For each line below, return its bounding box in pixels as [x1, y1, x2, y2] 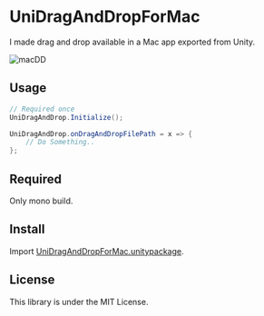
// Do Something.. [25, 138, 95, 147]
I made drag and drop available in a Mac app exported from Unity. [9, 36, 256, 47]
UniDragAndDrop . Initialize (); [9, 113, 124, 122]
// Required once [9, 104, 75, 114]
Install [9, 222, 45, 237]
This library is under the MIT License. [9, 296, 149, 307]
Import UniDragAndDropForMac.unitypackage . [9, 245, 184, 256]
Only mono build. [9, 195, 73, 206]
